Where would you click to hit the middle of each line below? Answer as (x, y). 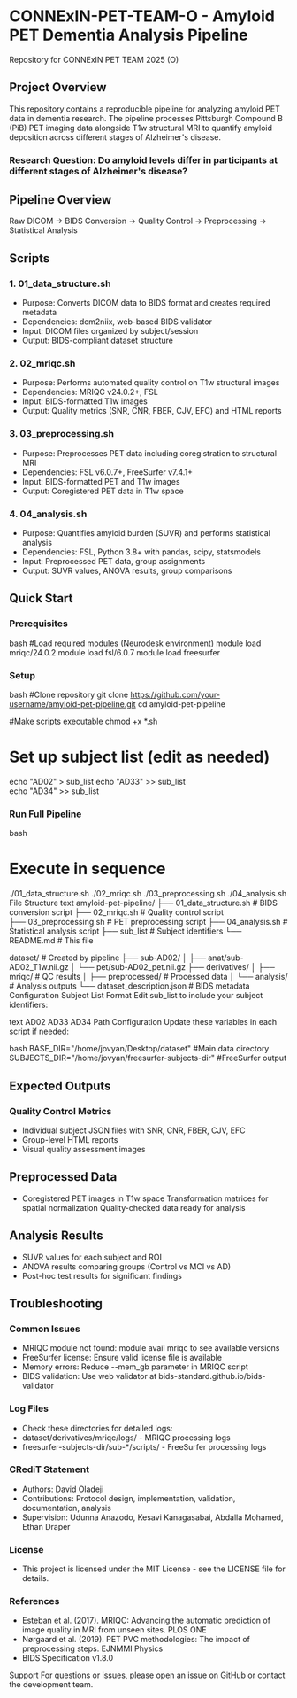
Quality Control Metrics (61, 1111)
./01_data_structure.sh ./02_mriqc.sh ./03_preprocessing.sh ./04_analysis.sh (148, 894)
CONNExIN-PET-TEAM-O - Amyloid (142, 16)
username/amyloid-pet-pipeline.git (72, 704)
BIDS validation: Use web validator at (89, 1376)
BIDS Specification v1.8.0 (68, 1658)
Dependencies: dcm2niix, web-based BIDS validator (117, 322)
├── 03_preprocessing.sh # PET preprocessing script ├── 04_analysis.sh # (148, 922)
